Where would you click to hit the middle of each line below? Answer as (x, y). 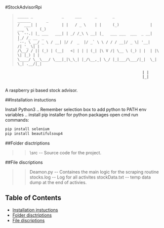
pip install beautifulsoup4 (34, 134)
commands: (17, 120)
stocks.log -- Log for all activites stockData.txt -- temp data (90, 177)
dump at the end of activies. (58, 182)
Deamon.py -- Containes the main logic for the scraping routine (94, 172)
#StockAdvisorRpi (23, 7)
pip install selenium (27, 129)
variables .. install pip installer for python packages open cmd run (72, 115)
